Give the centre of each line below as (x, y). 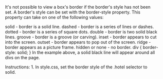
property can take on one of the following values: (54, 17)
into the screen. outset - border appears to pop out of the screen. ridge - (78, 42)
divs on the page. (23, 57)
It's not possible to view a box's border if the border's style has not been (78, 7)
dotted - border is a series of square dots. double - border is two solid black (81, 32)
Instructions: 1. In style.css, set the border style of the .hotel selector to (76, 67)
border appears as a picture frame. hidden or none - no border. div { (73, 47)
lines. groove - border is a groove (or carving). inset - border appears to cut (81, 37)
